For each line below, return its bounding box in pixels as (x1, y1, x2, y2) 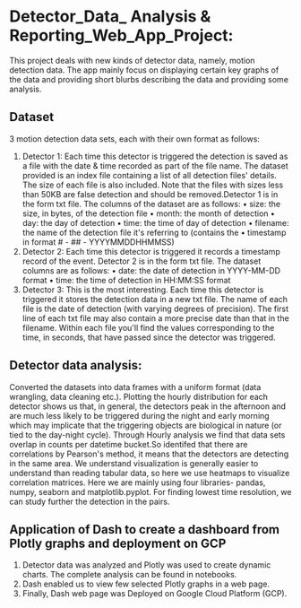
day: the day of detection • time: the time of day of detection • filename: (21, 217, 289, 228)
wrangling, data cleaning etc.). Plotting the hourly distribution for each (9, 391, 269, 402)
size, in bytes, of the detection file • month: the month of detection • (21, 208, 276, 219)
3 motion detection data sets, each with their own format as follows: (9, 133, 260, 144)
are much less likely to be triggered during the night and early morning (9, 410, 271, 421)
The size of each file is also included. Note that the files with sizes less (21, 179, 284, 190)
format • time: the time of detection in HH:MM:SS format (21, 274, 231, 285)
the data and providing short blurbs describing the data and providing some (9, 74, 289, 84)
